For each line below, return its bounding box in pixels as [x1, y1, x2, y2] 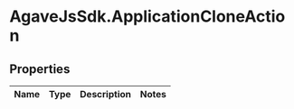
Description [80, 88, 131, 100]
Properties [9, 61, 71, 77]
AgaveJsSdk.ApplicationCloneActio [9, 6, 286, 27]
